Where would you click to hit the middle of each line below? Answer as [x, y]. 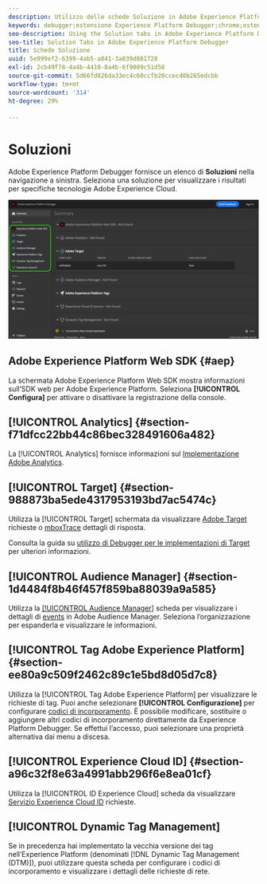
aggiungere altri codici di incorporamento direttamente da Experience [122, 719]
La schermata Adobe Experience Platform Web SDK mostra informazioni [126, 380]
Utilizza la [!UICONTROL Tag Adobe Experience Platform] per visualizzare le [133, 694]
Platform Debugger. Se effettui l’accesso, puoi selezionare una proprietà [126, 728]
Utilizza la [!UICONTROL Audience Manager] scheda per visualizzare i [123, 608]
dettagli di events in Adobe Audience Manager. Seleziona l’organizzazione [129, 617]
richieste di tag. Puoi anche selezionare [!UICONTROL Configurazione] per [132, 702]
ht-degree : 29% [33, 101]
